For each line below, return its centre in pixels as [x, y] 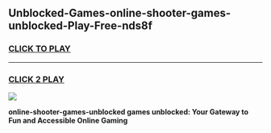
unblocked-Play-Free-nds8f [81, 26]
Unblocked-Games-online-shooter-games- [120, 13]
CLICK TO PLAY [40, 49]
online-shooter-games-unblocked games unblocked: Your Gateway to [128, 111]
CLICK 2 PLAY [36, 79]
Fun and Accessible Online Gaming [68, 120]
